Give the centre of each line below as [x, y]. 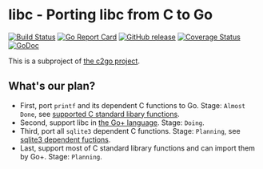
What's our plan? [52, 86]
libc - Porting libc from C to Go [111, 15]
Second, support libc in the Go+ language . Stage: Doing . [112, 123]
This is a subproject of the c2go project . [74, 61]
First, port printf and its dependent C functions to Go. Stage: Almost [133, 105]
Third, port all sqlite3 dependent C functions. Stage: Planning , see [130, 131]
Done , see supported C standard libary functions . [100, 114]
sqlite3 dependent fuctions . [65, 139]
